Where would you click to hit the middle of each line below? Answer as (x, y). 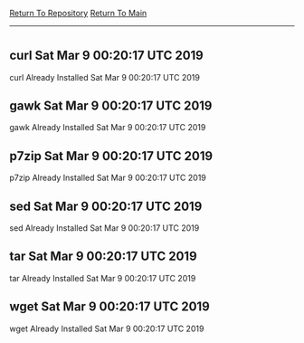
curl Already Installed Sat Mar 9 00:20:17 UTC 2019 (105, 77)
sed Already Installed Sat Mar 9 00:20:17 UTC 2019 (104, 228)
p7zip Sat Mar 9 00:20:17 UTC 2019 (111, 156)
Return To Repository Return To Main (78, 13)
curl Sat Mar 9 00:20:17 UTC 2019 (106, 56)
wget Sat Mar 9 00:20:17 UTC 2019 (109, 307)
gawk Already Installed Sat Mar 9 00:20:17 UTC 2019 (108, 128)
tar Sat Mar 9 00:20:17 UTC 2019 (103, 257)
